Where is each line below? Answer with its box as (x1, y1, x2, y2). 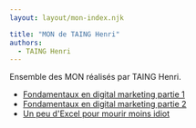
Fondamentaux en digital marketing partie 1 (22, 89, 185, 100)
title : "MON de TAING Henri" (9, 29, 120, 39)
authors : (9, 38, 43, 47)
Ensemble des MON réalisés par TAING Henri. (9, 72, 181, 83)
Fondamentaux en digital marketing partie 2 (22, 99, 187, 110)
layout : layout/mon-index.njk (9, 13, 125, 23)
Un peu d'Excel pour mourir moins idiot (22, 108, 170, 119)
